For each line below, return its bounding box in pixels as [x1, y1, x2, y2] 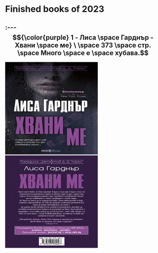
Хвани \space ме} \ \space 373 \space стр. [14, 41, 152, 49]
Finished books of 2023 [5, 3, 105, 15]
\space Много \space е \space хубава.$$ [17, 48, 149, 57]
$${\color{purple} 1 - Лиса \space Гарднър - [12, 33, 154, 41]
